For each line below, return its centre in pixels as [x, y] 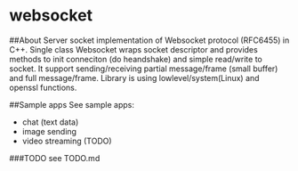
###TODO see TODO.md [55, 158]
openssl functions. [43, 87]
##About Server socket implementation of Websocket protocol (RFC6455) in [149, 40]
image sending [49, 131]
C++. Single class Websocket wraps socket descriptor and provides [133, 49]
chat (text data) [50, 122]
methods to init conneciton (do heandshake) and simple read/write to [136, 59]
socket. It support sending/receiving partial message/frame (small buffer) [144, 69]
